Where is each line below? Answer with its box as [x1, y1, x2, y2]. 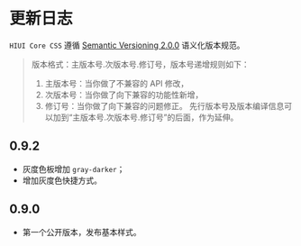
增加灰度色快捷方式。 [22, 175, 102, 186]
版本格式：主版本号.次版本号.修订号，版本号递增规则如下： [31, 59, 250, 69]
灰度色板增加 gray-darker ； [22, 163, 125, 174]
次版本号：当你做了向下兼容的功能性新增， [44, 89, 204, 100]
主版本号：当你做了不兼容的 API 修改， [44, 77, 189, 88]
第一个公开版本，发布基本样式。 [22, 226, 141, 237]
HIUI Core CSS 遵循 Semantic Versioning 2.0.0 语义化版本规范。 [9, 40, 245, 50]
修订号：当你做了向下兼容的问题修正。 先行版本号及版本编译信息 [44, 100, 285, 111]
